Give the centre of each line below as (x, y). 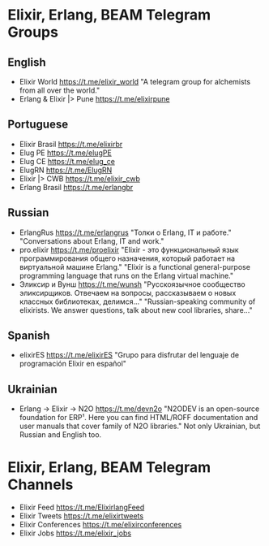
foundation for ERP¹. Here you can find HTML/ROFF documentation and (139, 418)
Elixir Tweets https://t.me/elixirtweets (81, 516)
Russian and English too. (60, 435)
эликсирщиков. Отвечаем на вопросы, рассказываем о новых (128, 292)
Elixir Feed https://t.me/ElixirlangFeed (82, 507)
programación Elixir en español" (73, 364)
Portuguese (38, 125)
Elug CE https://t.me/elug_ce (67, 161)
